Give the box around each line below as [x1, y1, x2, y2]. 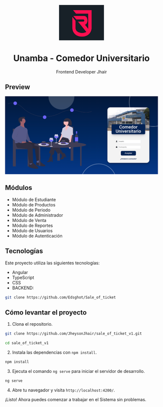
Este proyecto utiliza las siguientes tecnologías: [5, 260, 100, 266]
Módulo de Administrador [12, 212, 63, 218]
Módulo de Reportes [12, 222, 53, 228]
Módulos [5, 184, 33, 192]
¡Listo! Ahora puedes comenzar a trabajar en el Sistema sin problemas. [5, 396, 147, 402]
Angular [12, 269, 28, 275]
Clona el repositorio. [12, 321, 53, 327]
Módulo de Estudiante [12, 197, 56, 203]
